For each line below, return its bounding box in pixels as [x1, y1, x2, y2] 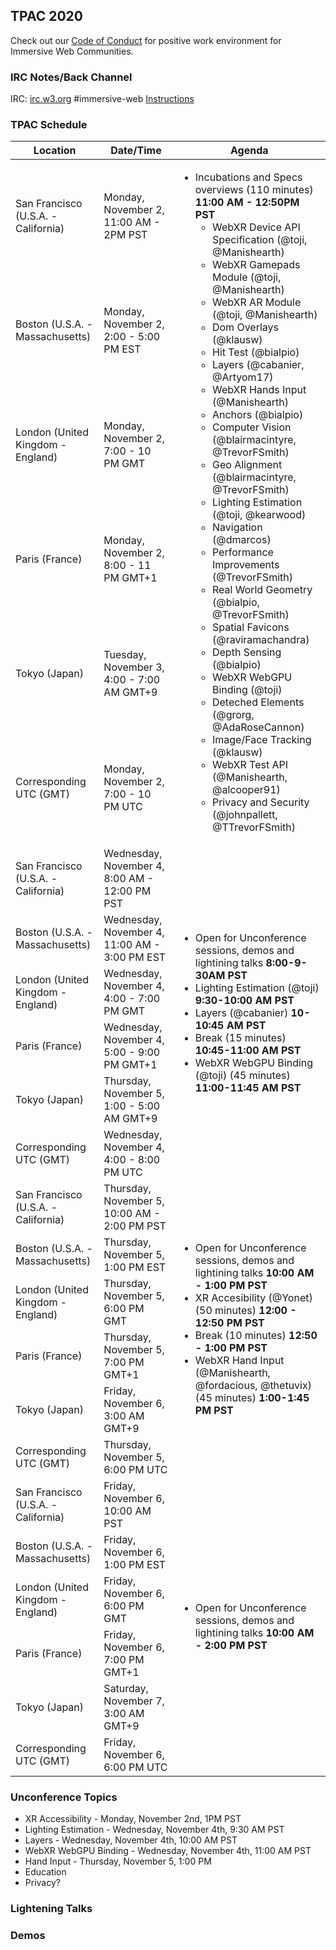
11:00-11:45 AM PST [194, 1080, 302, 1094]
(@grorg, [211, 707, 255, 721]
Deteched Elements [211, 695, 305, 709]
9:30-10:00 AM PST [194, 993, 295, 1007]
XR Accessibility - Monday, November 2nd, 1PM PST [24, 1813, 242, 1825]
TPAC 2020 [10, 8, 83, 25]
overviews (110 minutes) [194, 182, 314, 196]
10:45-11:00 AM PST [194, 1043, 302, 1057]
